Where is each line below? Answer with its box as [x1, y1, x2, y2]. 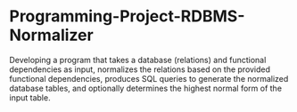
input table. [9, 92, 51, 103]
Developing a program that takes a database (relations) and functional [9, 54, 267, 65]
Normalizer [9, 25, 94, 45]
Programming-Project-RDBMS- [9, 6, 245, 27]
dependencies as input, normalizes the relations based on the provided [9, 64, 270, 75]
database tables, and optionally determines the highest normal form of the [9, 83, 283, 93]
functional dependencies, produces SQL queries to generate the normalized [9, 73, 289, 84]
